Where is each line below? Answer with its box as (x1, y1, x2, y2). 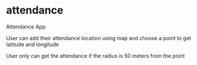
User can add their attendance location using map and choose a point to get (6, 34, 192, 41)
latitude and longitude (6, 41, 60, 48)
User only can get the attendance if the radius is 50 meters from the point (6, 52, 185, 59)
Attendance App (6, 23, 46, 30)
